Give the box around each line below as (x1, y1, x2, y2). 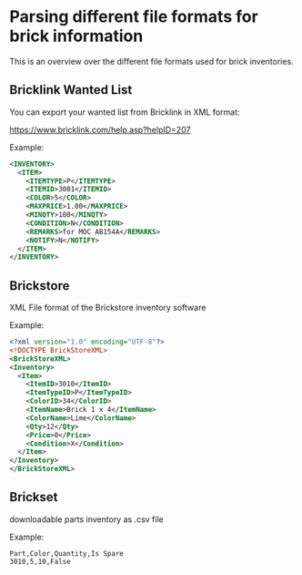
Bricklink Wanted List (9, 82, 133, 98)
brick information (9, 26, 144, 46)
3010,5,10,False (9, 557, 71, 566)
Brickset (9, 489, 58, 505)
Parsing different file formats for (9, 6, 259, 27)
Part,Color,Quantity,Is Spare (9, 549, 125, 558)
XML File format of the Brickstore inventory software (9, 303, 206, 313)
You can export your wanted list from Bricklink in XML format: (9, 107, 240, 118)
